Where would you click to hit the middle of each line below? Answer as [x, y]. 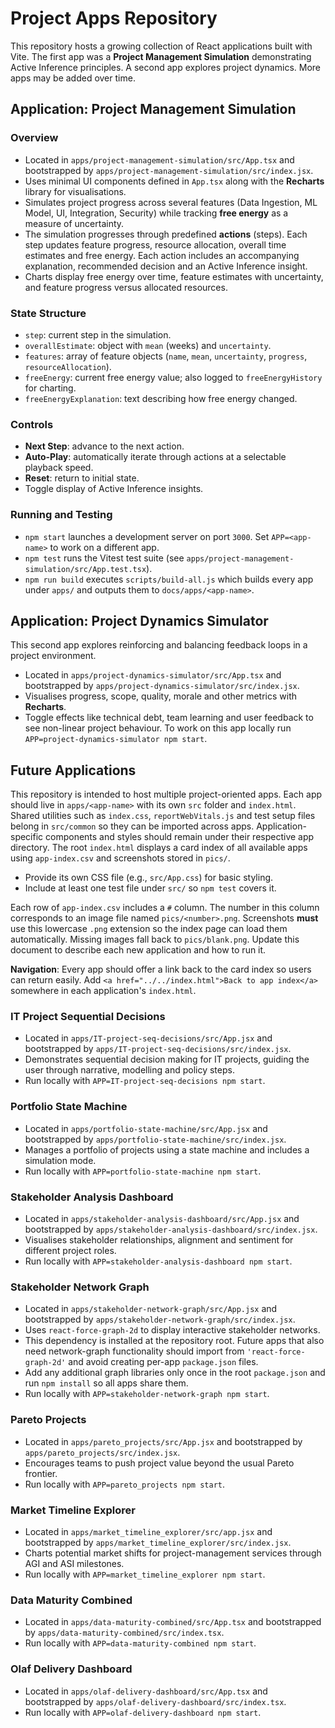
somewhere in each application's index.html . [103, 991]
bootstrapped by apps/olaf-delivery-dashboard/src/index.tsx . [155, 1701]
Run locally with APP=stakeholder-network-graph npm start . [147, 1394]
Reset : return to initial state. [82, 478]
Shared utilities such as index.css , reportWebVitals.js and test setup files [163, 816]
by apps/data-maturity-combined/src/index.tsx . [124, 1633]
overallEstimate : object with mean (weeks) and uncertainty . [148, 345]
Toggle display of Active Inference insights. [114, 489]
